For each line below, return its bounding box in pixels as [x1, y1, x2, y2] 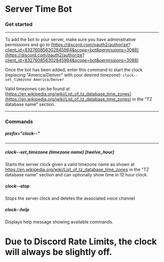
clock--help [5, 207, 29, 213]
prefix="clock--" [5, 131, 40, 136]
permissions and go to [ [5, 42, 53, 48]
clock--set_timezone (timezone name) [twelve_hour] [5, 149, 115, 155]
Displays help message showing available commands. [5, 219, 114, 225]
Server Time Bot [5, 3, 72, 15]
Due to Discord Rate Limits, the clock [5, 236, 157, 247]
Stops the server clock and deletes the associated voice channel [5, 195, 135, 201]
